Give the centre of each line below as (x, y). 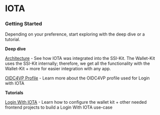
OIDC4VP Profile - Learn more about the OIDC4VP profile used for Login (78, 78)
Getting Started (24, 24)
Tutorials (14, 93)
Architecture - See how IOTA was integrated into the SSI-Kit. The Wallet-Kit (80, 58)
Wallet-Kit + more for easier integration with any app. (58, 69)
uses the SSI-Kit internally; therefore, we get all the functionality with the (78, 63)
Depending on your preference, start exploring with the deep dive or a (75, 34)
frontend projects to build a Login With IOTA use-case (59, 107)
